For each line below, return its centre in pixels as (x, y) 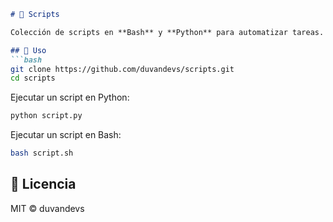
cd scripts (33, 78)
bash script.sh (42, 153)
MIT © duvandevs (47, 208)
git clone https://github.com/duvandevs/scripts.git (122, 69)
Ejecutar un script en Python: (70, 97)
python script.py (46, 116)
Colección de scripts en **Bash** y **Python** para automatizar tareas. (167, 32)
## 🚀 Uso (28, 50)
